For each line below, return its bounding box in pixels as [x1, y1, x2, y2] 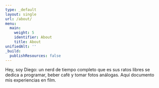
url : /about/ [5, 16, 32, 21]
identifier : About [14, 35, 52, 40]
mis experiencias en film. [5, 77, 56, 83]
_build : [5, 48, 21, 53]
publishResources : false [9, 53, 61, 58]
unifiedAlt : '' [5, 44, 37, 49]
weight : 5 [14, 30, 35, 35]
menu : [5, 21, 16, 26]
